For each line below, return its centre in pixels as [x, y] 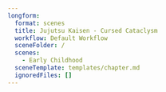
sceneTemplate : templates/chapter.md [77, 68]
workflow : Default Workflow [61, 38]
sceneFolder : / [40, 46]
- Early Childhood [52, 61]
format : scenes [40, 23]
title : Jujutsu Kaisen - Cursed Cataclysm [86, 30]
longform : [24, 16]
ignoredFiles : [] [43, 75]
